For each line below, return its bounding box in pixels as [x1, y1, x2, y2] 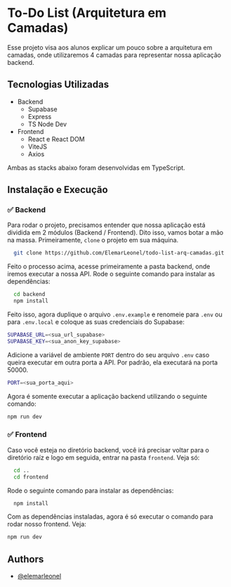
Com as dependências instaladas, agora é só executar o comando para [7, 512, 213, 521]
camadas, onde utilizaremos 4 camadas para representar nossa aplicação [7, 51, 221, 59]
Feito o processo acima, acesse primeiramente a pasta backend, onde [7, 262, 211, 271]
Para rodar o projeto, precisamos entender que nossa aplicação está [7, 221, 206, 230]
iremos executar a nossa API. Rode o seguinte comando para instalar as [7, 270, 216, 278]
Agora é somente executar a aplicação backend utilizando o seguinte [7, 392, 208, 400]
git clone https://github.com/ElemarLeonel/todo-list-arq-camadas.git [13, 249, 225, 257]
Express [27, 112, 52, 121]
